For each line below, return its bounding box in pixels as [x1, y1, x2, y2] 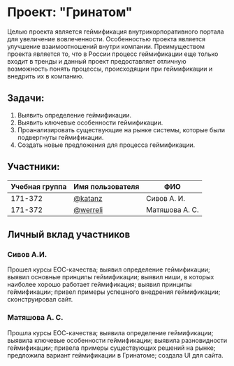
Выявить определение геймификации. [17, 111, 132, 119]
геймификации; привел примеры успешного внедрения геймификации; [7, 288, 221, 296]
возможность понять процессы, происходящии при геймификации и [7, 64, 213, 73]
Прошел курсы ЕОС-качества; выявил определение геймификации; [7, 265, 211, 274]
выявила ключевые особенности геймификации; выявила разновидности [7, 336, 228, 344]
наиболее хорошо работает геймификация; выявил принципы [7, 281, 192, 289]
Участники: [7, 161, 61, 173]
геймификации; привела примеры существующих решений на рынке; [7, 344, 216, 352]
